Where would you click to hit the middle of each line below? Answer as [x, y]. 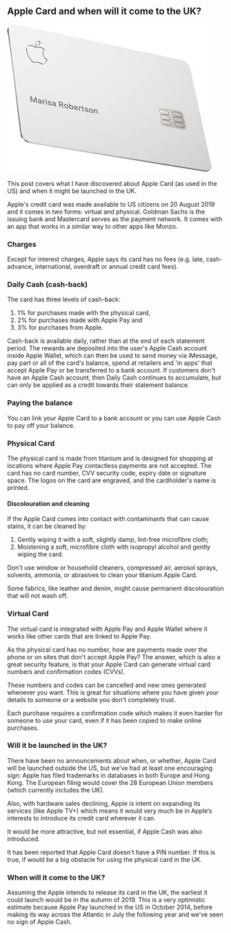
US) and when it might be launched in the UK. [72, 191]
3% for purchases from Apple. [60, 328]
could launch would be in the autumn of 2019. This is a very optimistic [106, 900]
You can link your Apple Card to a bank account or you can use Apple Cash [114, 418]
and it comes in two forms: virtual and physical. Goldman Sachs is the [106, 211]
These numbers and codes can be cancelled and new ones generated [107, 685]
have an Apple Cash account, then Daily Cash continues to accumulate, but [114, 378]
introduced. [23, 838]
